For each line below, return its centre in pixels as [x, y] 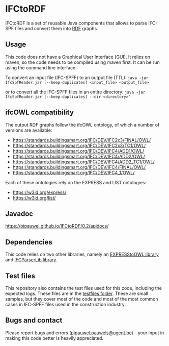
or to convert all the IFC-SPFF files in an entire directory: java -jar [75, 92]
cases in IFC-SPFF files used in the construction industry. [65, 304]
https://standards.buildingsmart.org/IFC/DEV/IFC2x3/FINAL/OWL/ [82, 140]
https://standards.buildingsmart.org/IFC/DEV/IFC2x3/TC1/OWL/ [79, 145]
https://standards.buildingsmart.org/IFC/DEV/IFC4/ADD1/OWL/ [78, 151]
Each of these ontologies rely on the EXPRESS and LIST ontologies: [76, 182]
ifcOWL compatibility [39, 113]
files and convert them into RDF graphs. [57, 28]
